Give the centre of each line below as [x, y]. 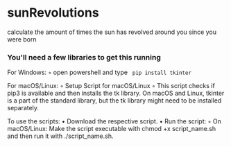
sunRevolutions [53, 13]
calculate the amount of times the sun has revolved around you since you [112, 32]
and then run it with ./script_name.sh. [60, 136]
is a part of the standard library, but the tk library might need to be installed [114, 101]
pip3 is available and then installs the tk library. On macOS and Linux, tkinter [116, 93]
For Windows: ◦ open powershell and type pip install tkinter [100, 72]
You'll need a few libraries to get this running [84, 57]
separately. [23, 108]
